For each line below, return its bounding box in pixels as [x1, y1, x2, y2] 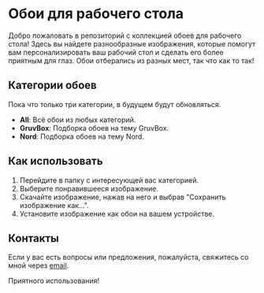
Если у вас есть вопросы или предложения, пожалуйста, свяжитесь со [8, 253, 250, 262]
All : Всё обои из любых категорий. [19, 115, 136, 124]
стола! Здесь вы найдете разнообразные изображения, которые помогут [8, 39, 256, 48]
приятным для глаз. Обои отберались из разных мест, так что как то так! [8, 56, 255, 65]
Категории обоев [8, 79, 97, 92]
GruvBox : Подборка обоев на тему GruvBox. [19, 123, 169, 132]
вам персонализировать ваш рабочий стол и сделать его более [8, 47, 224, 57]
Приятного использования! [8, 276, 100, 286]
